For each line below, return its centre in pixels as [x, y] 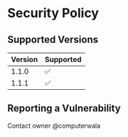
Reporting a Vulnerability [64, 108]
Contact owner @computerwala [54, 126]
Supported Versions [53, 40]
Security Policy [53, 13]
